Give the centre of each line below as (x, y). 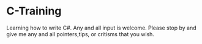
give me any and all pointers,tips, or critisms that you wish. (80, 34)
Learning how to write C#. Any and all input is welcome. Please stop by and (102, 28)
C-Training (34, 11)
